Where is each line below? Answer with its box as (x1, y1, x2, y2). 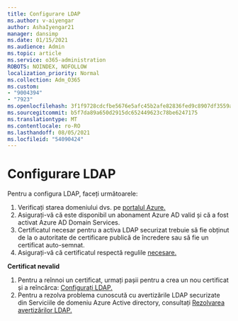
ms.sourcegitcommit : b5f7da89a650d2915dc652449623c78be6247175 (7, 109, 198, 116)
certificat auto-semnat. (17, 241, 85, 249)
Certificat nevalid (7, 262, 60, 271)
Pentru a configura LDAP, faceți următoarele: (7, 189, 138, 198)
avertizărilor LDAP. (17, 306, 72, 315)
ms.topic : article (7, 50, 62, 57)
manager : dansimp (7, 30, 59, 38)
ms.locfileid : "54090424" (7, 135, 84, 142)
